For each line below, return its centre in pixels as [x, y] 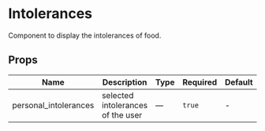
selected [118, 95]
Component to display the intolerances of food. [85, 35]
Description [125, 82]
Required [200, 82]
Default [239, 82]
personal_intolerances [53, 105]
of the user [122, 115]
